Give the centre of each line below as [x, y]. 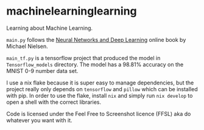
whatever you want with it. [39, 120]
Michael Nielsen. [27, 46]
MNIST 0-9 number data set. [42, 70]
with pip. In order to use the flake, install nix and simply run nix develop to [100, 95]
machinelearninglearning [72, 11]
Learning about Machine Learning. [50, 28]
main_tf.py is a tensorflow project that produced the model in [83, 58]
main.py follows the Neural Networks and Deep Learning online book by [96, 39]
